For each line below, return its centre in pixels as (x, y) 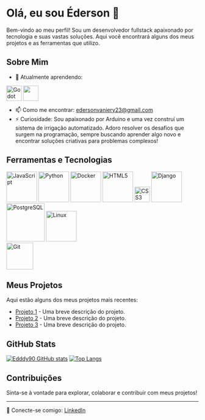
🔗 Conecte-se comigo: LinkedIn (46, 410)
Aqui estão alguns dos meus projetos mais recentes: (72, 300)
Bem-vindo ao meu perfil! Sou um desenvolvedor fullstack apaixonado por (100, 30)
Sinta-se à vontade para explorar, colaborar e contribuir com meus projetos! (102, 392)
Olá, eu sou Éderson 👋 (63, 13)
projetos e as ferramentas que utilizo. (53, 43)
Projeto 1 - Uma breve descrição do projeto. (70, 312)
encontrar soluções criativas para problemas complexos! (87, 141)
